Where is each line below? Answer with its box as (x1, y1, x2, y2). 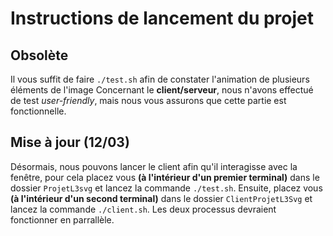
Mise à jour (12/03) (10, 134, 130, 151)
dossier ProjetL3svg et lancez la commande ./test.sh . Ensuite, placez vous (10, 182, 323, 194)
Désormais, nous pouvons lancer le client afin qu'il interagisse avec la (10, 160, 298, 172)
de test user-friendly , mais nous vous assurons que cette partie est (10, 95, 287, 106)
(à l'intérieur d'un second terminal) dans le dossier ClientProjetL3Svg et (10, 192, 313, 204)
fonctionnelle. (10, 105, 67, 117)
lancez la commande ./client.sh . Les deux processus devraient (10, 203, 277, 215)
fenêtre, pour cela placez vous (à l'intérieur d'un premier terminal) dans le (10, 171, 320, 183)
